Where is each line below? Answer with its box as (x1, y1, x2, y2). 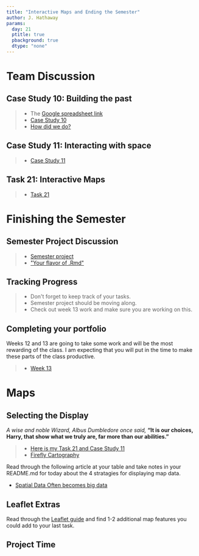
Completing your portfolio (6, 323, 106, 334)
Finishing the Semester (6, 212, 126, 226)
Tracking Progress (6, 276, 78, 287)
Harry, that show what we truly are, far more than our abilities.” (6, 433, 169, 441)
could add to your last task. (6, 522, 75, 529)
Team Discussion (6, 70, 96, 83)
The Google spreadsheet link (30, 109, 103, 117)
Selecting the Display (6, 410, 89, 420)
